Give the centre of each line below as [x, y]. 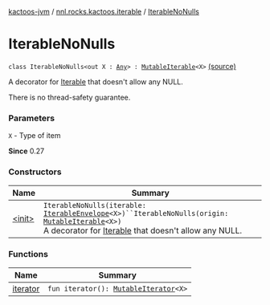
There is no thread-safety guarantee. [70, 97]
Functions [28, 254]
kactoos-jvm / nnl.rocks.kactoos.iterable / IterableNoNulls [104, 12]
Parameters [31, 118]
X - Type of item [35, 136]
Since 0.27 [27, 151]
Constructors [35, 172]
